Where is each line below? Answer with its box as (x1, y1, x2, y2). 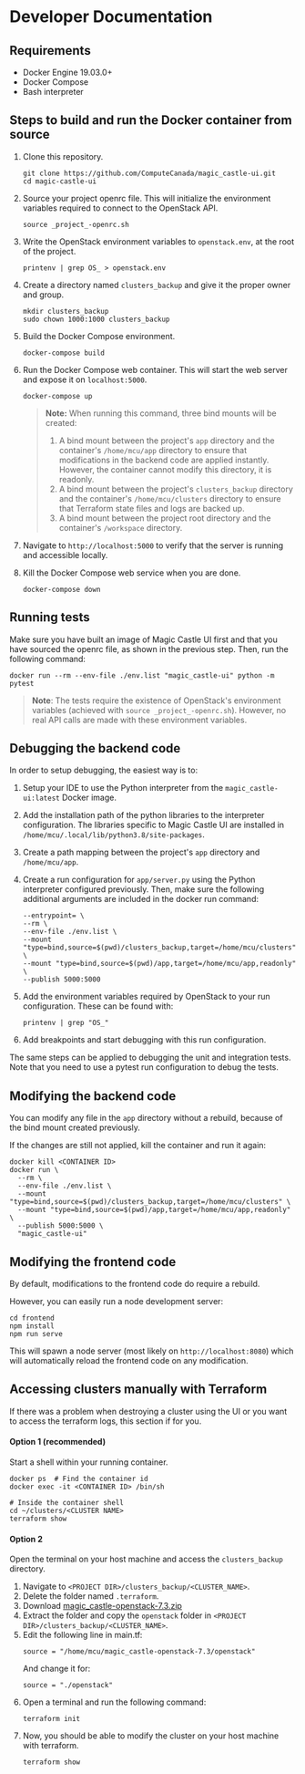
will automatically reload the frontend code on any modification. (9, 1355, 249, 1366)
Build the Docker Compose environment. (22, 330, 176, 341)
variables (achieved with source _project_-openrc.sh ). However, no (31, 704, 287, 715)
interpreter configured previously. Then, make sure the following (22, 884, 265, 895)
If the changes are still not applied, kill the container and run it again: (9, 1140, 267, 1151)
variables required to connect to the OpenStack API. (22, 202, 219, 213)
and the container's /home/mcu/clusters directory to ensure (58, 493, 281, 503)
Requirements (9, 43, 91, 58)
